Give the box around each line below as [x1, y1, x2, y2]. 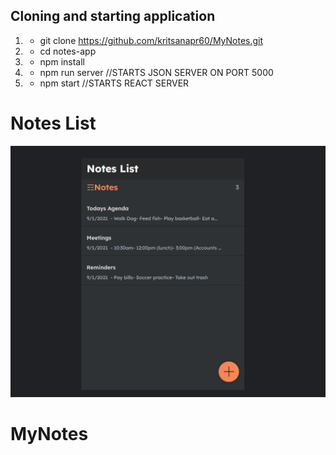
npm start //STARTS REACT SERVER [39, 77, 190, 89]
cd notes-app [39, 45, 97, 57]
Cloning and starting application [10, 8, 216, 25]
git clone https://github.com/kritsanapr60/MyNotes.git [39, 34, 264, 46]
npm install [39, 55, 85, 68]
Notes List [10, 112, 97, 134]
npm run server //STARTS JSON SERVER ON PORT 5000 [39, 66, 274, 78]
